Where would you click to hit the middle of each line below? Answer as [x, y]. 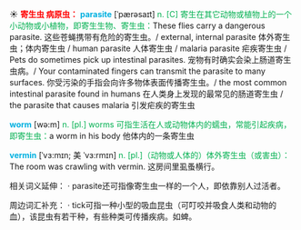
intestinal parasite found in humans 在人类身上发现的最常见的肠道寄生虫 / [146, 94]
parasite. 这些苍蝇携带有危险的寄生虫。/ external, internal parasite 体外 [142, 37]
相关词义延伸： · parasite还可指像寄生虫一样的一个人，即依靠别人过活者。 [147, 186]
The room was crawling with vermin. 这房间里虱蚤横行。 [115, 166]
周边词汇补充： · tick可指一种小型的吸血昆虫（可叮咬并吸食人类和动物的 [143, 205]
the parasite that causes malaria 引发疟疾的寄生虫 [102, 105]
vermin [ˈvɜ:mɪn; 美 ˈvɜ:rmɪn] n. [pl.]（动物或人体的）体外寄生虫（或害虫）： [150, 155]
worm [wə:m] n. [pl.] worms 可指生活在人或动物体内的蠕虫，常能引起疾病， [150, 125]
